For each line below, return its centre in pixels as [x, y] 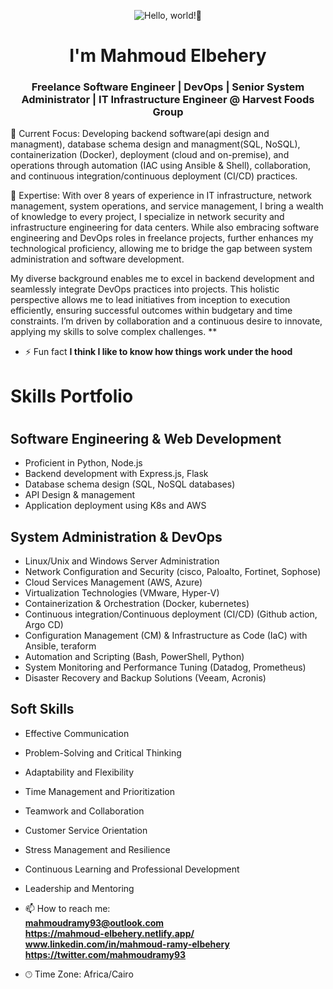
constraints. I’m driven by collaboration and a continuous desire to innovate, [166, 321]
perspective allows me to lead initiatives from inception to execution [150, 300]
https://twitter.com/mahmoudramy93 [105, 954]
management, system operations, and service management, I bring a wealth [167, 206]
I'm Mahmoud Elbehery [168, 56]
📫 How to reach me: [67, 908]
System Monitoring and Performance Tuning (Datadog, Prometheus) [165, 667]
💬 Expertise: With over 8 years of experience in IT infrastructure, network [161, 196]
